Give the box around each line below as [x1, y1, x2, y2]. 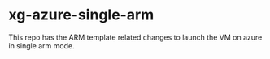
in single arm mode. [8, 40, 75, 50]
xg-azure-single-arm [8, 6, 155, 24]
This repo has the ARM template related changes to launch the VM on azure [8, 32, 263, 42]
